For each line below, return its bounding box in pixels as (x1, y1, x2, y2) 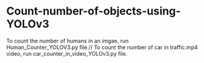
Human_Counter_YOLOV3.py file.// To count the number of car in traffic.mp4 (6, 44, 198, 51)
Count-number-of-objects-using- (6, 4, 181, 18)
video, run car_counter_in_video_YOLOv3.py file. (6, 50, 128, 57)
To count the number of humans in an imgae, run (6, 37, 129, 44)
